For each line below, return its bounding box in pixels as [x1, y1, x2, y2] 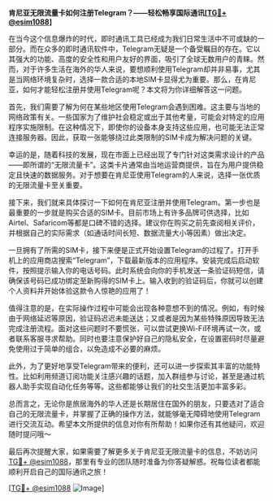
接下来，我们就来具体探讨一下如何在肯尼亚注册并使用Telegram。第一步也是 [8, 198, 261, 207]
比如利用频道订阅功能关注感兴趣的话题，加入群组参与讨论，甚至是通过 [22, 372, 258, 381]
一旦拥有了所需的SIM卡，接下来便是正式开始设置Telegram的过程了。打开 [8, 246, 253, 255]
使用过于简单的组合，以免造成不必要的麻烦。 [15, 344, 165, 353]
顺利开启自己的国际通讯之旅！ [8, 467, 108, 477]
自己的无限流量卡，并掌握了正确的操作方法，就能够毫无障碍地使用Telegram [8, 409, 261, 418]
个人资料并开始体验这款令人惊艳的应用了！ [8, 286, 151, 295]
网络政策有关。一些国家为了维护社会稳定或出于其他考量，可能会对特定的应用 [8, 112, 265, 121]
